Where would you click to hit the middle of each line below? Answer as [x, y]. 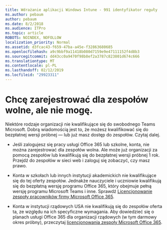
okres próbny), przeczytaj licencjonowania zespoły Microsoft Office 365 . [87, 222]
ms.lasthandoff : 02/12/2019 [34, 70]
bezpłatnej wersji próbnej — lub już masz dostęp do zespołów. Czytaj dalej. [83, 134]
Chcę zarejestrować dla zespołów [77, 100]
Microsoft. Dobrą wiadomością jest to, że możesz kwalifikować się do [77, 129]
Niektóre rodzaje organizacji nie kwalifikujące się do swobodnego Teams [80, 124]
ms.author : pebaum [24, 14]
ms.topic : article [24, 33]
